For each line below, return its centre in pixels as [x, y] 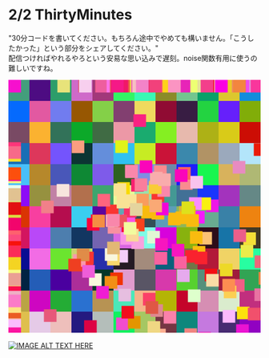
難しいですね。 [33, 68]
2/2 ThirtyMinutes [70, 15]
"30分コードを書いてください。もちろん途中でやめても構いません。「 [121, 38]
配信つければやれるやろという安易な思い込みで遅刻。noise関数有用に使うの [133, 58]
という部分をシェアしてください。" [100, 48]
